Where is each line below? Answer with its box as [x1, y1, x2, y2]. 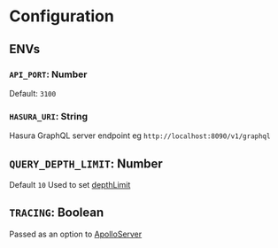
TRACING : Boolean [9, 205, 104, 221]
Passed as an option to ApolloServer [9, 229, 143, 239]
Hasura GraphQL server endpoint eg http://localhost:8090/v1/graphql [9, 130, 271, 141]
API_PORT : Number [9, 68, 88, 81]
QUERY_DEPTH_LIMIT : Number [9, 156, 164, 171]
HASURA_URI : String [9, 110, 89, 122]
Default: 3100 [9, 88, 57, 98]
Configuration [9, 6, 115, 27]
